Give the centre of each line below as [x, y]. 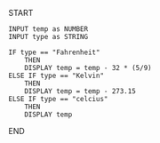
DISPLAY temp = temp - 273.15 [80, 91]
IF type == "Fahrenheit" [54, 52]
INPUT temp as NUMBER [48, 29]
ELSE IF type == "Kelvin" [56, 75]
